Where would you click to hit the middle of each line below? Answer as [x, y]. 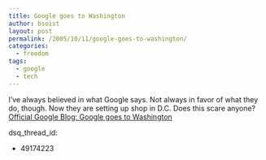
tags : [17, 62]
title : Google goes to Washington [67, 16]
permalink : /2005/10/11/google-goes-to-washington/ [98, 39]
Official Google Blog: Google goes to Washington [90, 117]
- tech [27, 76]
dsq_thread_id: [33, 132]
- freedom [32, 54]
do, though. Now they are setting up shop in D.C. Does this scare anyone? [132, 108]
